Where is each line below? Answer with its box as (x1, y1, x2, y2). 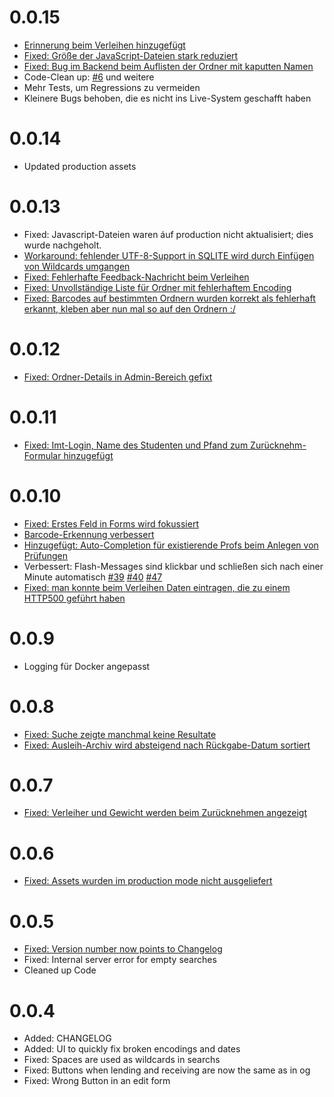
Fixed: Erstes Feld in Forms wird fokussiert (23, 517, 199, 530)
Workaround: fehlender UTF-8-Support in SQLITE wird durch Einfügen (23, 249, 315, 261)
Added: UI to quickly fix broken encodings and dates (23, 1043, 241, 1055)
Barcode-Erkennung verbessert (23, 528, 155, 540)
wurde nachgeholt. (23, 239, 102, 251)
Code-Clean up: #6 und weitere (23, 71, 155, 83)
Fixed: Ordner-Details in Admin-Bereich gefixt (23, 371, 213, 383)
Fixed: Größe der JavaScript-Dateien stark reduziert (23, 49, 239, 61)
